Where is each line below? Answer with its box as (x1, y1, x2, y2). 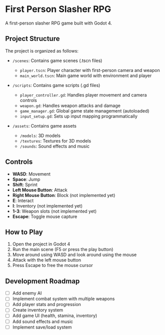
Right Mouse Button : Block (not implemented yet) (12, 192, 115, 198)
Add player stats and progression (12, 301, 81, 307)
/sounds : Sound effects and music (19, 143, 90, 149)
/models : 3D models (19, 132, 61, 138)
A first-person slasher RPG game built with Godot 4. (5, 20, 112, 26)
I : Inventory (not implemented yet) (12, 202, 83, 208)
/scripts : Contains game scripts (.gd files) (12, 82, 100, 88)
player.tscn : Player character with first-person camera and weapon (19, 67, 160, 73)
